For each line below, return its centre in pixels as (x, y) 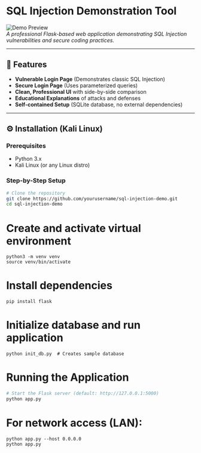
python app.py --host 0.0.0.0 (44, 439)
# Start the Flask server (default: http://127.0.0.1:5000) (83, 394)
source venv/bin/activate (38, 262)
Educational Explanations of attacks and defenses (78, 98)
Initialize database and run (73, 325)
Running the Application (68, 377)
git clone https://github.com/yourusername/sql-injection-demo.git (92, 198)
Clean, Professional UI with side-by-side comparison (80, 91)
